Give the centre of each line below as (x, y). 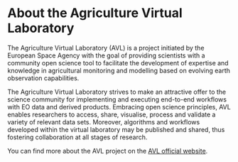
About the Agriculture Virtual (95, 13)
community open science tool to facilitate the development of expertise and (118, 63)
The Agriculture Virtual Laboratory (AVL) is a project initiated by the (106, 48)
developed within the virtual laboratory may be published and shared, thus (116, 129)
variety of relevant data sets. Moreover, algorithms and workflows (104, 121)
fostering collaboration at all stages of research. (77, 137)
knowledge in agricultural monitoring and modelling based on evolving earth (119, 70)
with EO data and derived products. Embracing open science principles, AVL (119, 107)
